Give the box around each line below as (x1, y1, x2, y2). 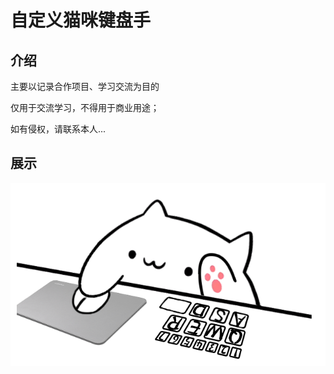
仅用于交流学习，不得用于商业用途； (10, 102, 160, 113)
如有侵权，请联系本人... (10, 123, 107, 135)
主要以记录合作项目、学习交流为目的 (10, 81, 160, 92)
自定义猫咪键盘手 (10, 9, 152, 32)
